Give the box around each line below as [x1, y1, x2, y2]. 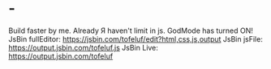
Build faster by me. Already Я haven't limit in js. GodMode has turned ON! [8, 26, 254, 35]
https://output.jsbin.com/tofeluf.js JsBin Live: [8, 43, 158, 52]
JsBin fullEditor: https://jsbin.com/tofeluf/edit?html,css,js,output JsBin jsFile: [8, 34, 264, 43]
